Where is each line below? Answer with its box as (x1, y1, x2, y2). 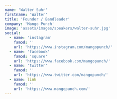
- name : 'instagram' (9, 35, 52, 40)
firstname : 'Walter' (5, 12, 48, 17)
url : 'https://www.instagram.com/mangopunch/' (14, 44, 113, 49)
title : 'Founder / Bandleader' (5, 16, 70, 21)
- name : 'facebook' (9, 49, 50, 54)
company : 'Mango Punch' (5, 21, 55, 26)
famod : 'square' (14, 53, 48, 59)
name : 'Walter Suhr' (5, 7, 48, 12)
